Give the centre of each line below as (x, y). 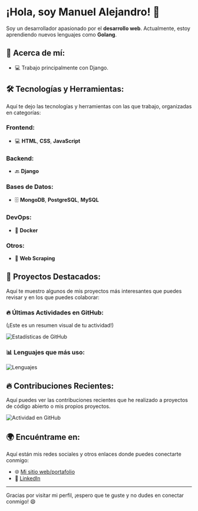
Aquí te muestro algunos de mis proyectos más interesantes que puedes (94, 291)
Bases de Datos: (30, 187)
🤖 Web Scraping (35, 258)
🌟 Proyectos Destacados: (54, 277)
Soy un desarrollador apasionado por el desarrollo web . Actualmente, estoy (98, 28)
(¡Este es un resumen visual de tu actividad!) (60, 326)
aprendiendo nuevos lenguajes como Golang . (62, 34)
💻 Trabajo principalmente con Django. (62, 68)
